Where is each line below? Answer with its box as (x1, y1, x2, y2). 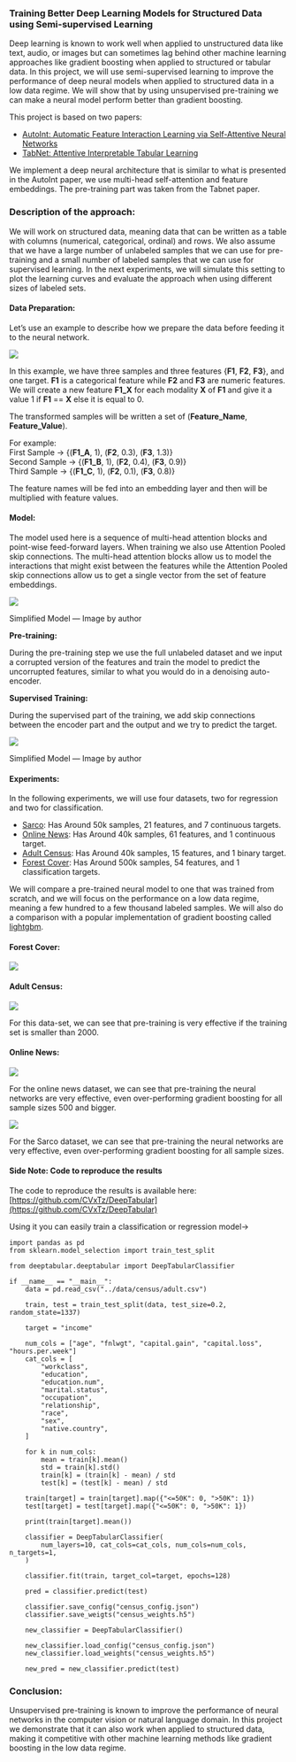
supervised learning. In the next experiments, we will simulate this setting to (9, 264, 285, 274)
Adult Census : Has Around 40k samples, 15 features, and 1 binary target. (21, 848, 287, 859)
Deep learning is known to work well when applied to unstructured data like (9, 38, 284, 49)
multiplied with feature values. (9, 492, 119, 503)
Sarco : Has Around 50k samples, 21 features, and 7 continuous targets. (21, 820, 281, 831)
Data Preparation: (9, 303, 76, 313)
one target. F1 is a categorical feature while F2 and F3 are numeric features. (9, 375, 285, 385)
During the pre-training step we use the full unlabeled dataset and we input (9, 647, 283, 658)
